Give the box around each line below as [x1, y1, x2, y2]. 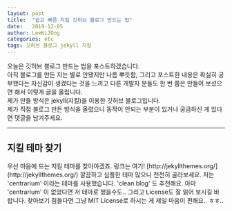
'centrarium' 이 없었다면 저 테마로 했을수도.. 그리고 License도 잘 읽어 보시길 [7, 188, 213, 196]
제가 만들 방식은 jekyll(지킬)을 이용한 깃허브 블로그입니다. [7, 97, 161, 104]
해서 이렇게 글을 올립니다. [14, 88, 83, 96]
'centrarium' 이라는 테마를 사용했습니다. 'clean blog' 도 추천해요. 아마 [7, 179, 197, 187]
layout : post [7, 10, 45, 17]
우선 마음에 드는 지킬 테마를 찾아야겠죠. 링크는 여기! [7, 161, 145, 170]
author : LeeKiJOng [7, 29, 60, 37]
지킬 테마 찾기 [7, 142, 62, 154]
